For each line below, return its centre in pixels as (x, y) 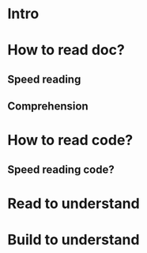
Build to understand (73, 240)
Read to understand (73, 203)
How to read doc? (66, 50)
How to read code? (70, 140)
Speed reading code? (61, 169)
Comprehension (48, 107)
